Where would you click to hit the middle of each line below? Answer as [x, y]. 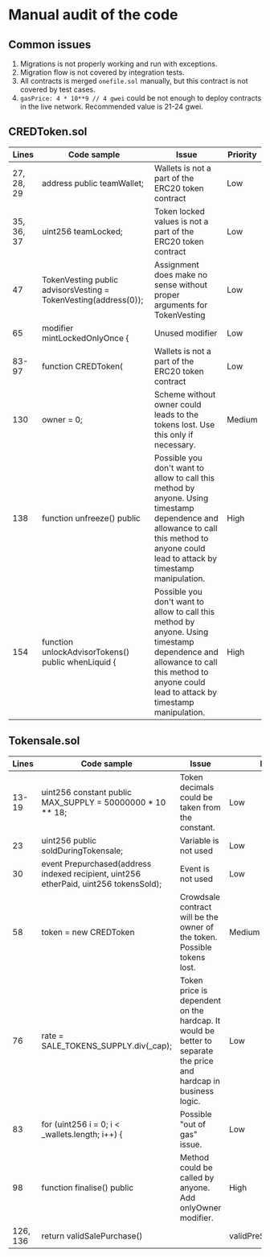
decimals [197, 787]
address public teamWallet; [93, 183]
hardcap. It [200, 1020]
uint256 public [69, 840]
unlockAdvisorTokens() [86, 652]
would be [197, 1030]
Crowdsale [200, 896]
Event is [195, 868]
